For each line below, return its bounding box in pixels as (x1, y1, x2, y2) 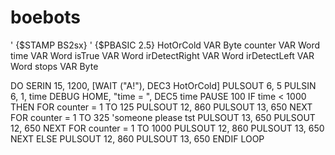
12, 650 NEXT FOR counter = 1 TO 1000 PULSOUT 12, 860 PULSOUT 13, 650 (10, 122, 325, 134)
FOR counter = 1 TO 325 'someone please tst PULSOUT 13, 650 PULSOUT (10, 111, 316, 123)
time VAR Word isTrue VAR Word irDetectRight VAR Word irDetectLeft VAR (10, 49, 315, 61)
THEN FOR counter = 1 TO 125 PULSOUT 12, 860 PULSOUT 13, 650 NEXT (10, 101, 313, 113)
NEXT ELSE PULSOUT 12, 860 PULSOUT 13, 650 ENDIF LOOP (10, 132, 265, 145)
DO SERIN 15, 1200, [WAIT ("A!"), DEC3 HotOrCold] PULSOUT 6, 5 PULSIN (10, 79, 317, 91)
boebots (10, 6, 82, 29)
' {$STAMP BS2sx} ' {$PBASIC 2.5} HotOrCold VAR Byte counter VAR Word (10, 39, 321, 51)
